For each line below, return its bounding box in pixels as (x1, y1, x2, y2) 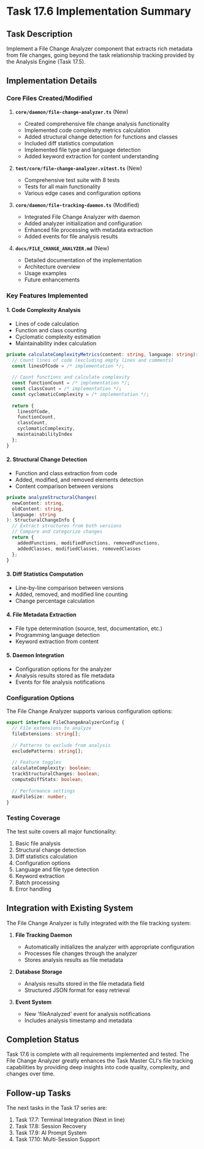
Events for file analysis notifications (15, 679, 105, 685)
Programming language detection (15, 631, 100, 638)
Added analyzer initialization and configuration (24, 219, 142, 227)
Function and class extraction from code (15, 469, 118, 476)
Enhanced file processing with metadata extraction (24, 226, 153, 234)
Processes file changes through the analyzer (24, 949, 138, 957)
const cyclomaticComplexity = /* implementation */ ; (12, 391, 149, 397)
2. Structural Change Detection (6, 456, 88, 464)
